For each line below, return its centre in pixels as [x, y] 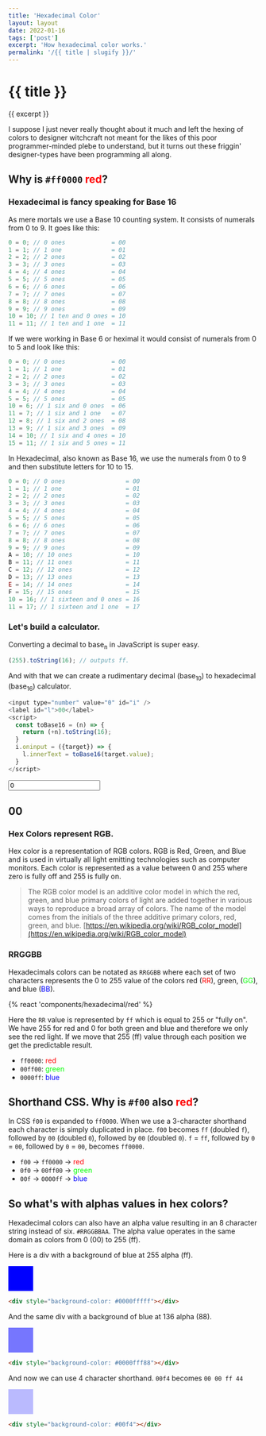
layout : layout [33, 23]
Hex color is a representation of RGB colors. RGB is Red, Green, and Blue [127, 851]
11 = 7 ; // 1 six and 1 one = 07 [67, 414]
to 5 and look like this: [44, 347]
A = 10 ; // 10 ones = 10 [74, 555]
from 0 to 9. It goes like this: [54, 228]
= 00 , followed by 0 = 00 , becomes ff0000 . [77, 1146]
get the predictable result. [50, 1044]
